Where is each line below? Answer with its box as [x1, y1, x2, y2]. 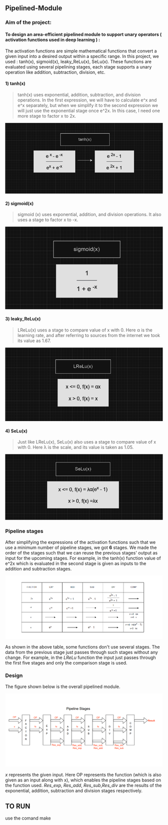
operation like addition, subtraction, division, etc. [5, 69, 105, 75]
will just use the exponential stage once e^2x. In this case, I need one [17, 107, 160, 113]
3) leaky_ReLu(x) [5, 316, 41, 322]
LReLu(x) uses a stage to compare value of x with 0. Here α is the [17, 327, 152, 333]
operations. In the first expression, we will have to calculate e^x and [17, 97, 157, 103]
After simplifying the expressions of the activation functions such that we [5, 539, 156, 545]
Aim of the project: [5, 19, 51, 26]
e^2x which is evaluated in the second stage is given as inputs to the [5, 560, 146, 566]
